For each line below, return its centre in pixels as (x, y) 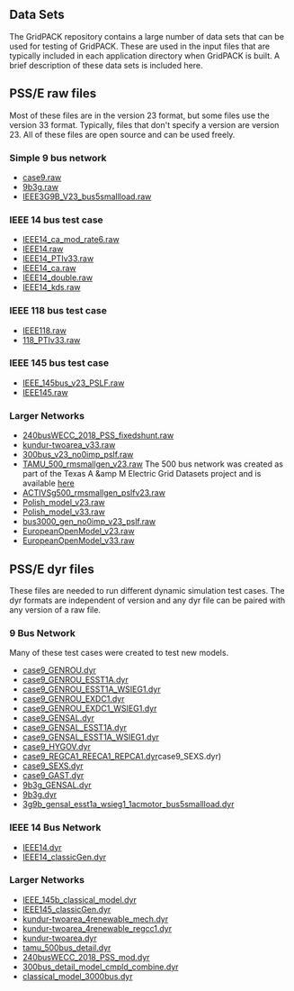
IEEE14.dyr (42, 847)
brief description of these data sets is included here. (106, 65)
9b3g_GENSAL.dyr (57, 785)
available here (48, 483)
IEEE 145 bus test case (59, 363)
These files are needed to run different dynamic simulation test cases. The (147, 590)
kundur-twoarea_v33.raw (69, 445)
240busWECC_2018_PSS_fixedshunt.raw (98, 435)
